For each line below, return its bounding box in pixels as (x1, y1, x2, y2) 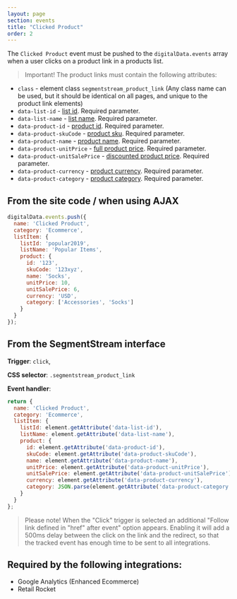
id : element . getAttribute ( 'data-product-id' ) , (25, 444, 166, 451)
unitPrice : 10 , (25, 279, 71, 286)
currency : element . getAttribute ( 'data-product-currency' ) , (25, 477, 203, 484)
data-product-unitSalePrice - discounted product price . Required (17, 152, 209, 160)
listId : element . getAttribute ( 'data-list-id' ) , (20, 425, 162, 432)
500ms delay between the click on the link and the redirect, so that (24, 530, 219, 539)
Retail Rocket (17, 585, 56, 593)
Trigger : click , (7, 357, 51, 365)
